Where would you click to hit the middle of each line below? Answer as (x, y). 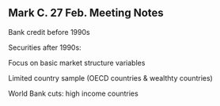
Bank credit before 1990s (49, 32)
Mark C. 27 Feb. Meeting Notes (86, 13)
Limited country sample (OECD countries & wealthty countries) (111, 78)
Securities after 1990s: (45, 47)
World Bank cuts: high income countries (73, 93)
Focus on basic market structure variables (77, 62)
